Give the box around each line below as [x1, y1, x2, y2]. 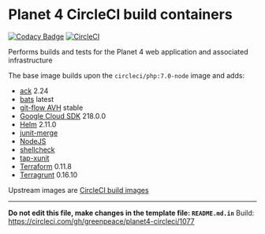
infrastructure [8, 55, 53, 65]
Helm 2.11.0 [19, 119, 57, 129]
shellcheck [19, 145, 55, 154]
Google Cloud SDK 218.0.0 [19, 111, 106, 120]
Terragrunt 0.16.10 [19, 170, 78, 179]
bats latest [19, 94, 54, 104]
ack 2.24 [19, 85, 49, 96]
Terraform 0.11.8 [19, 161, 73, 171]
